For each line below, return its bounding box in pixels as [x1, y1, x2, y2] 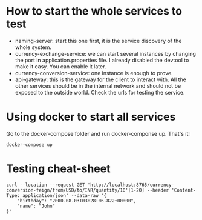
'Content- [171, 187, 197, 193]
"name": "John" [17, 203, 56, 209]
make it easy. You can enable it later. [15, 62, 106, 70]
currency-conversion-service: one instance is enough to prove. [15, 69, 173, 76]
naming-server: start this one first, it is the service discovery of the [15, 37, 182, 44]
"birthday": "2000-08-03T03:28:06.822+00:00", [17, 198, 137, 204]
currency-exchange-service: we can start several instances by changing [15, 50, 197, 57]
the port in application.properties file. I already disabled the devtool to [15, 56, 189, 64]
